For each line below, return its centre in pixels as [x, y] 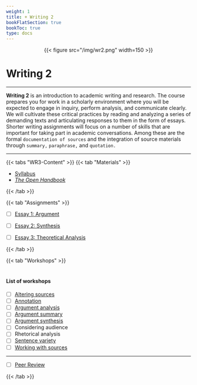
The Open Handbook [40, 180]
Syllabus [25, 174]
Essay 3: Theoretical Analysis [50, 238]
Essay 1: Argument [37, 214]
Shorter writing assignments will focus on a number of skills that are [88, 127]
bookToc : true [23, 28]
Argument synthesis [39, 321]
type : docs [19, 33]
